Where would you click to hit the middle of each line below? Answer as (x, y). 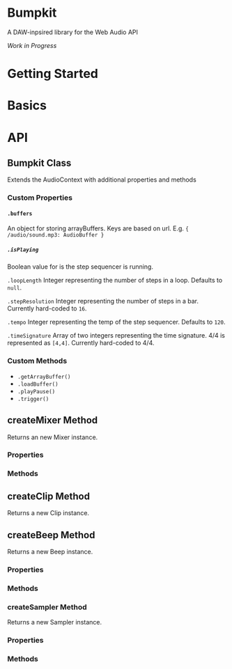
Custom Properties (40, 198)
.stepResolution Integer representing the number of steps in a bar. (103, 301)
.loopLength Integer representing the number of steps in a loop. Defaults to (115, 281)
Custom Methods (37, 361)
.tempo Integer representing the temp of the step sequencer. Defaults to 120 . (116, 322)
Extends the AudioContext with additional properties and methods (102, 180)
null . (15, 288)
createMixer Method (53, 420)
